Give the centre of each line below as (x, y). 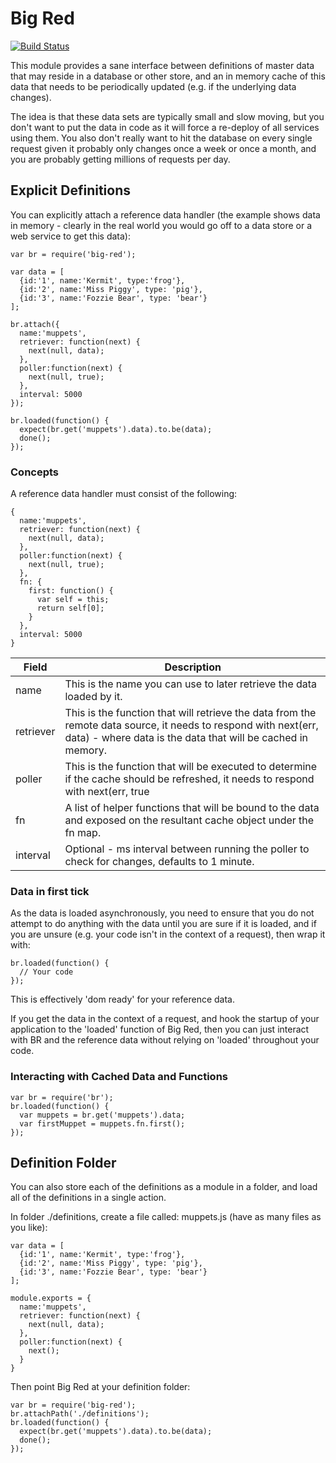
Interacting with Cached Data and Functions (119, 1077)
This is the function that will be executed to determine (191, 767)
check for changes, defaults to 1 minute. (159, 862)
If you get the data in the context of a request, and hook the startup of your (165, 1019)
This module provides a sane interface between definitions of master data (162, 65)
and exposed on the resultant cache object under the (189, 820)
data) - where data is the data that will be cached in (186, 738)
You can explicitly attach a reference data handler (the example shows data (165, 214)
